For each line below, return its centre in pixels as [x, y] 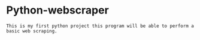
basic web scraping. [32, 31]
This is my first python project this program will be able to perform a [100, 26]
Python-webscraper [57, 10]
